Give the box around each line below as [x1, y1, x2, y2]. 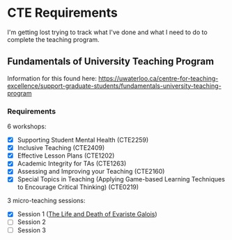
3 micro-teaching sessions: [7, 197, 86, 205]
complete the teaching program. [7, 35, 100, 43]
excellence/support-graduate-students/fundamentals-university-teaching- [7, 82, 222, 90]
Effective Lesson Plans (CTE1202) [17, 151, 115, 160]
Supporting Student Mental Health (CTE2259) [17, 136, 149, 144]
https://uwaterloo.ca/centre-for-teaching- [98, 74, 219, 82]
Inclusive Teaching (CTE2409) [17, 144, 105, 152]
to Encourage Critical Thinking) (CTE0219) [17, 183, 139, 191]
